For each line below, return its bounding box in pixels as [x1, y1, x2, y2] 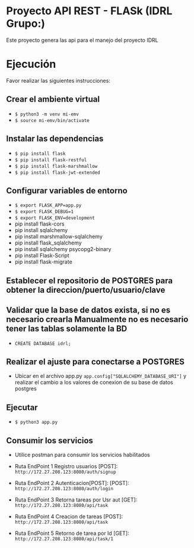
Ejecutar [6, 402, 38, 412]
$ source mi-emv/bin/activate [14, 117, 90, 123]
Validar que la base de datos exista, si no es [6, 305, 171, 315]
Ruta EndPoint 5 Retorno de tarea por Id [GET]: [14, 530, 129, 537]
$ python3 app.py [14, 419, 58, 425]
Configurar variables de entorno [6, 186, 128, 196]
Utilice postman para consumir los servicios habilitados [14, 451, 150, 458]
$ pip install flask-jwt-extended [14, 170, 100, 176]
